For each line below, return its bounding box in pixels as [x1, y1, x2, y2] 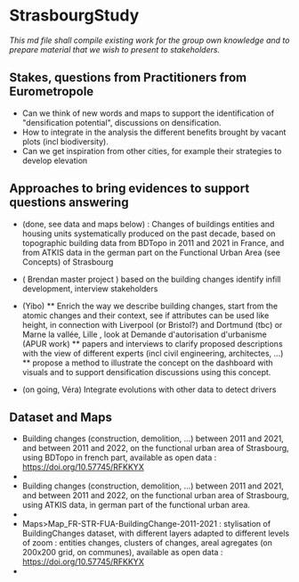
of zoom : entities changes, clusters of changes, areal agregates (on [21, 537, 273, 548]
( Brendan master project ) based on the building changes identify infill [21, 274, 281, 284]
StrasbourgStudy [9, 5, 140, 26]
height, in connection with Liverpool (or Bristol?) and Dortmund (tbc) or [21, 319, 283, 330]
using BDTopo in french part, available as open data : [21, 452, 217, 463]
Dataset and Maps [9, 409, 113, 424]
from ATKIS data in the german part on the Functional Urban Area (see [21, 247, 280, 258]
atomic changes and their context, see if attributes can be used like [21, 309, 270, 321]
